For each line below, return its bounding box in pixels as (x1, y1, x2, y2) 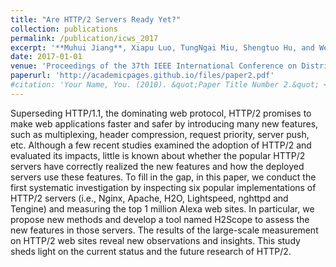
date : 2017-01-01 (10, 52, 83, 62)
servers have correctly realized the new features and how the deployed (10, 160, 305, 172)
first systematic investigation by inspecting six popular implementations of (10, 181, 317, 193)
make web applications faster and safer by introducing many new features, (10, 117, 319, 130)
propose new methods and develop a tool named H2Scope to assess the (10, 213, 310, 225)
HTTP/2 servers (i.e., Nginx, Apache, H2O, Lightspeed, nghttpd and (10, 192, 289, 204)
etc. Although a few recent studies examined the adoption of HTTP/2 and (10, 139, 312, 151)
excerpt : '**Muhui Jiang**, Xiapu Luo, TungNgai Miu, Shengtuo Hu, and (10, 42, 315, 53)
